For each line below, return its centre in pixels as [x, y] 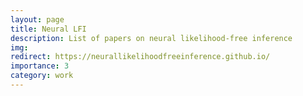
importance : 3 [40, 66]
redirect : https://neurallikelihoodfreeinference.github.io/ [140, 57]
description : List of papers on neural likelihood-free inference [151, 38]
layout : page [37, 19]
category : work [42, 76]
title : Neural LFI [48, 29]
